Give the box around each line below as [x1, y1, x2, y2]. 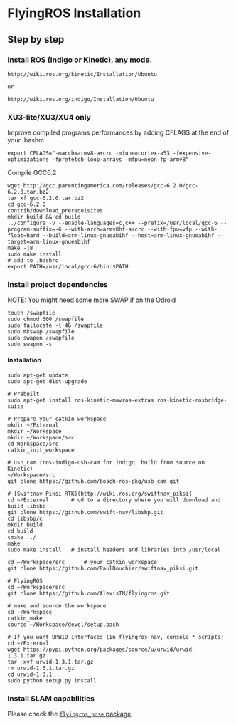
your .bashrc [7, 136, 45, 145]
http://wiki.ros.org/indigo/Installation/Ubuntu [7, 95, 154, 103]
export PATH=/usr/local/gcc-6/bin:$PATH [7, 264, 129, 271]
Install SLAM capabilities [7, 693, 95, 703]
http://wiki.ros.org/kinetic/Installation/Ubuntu [7, 71, 158, 78]
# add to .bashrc [7, 257, 59, 264]
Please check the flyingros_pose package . [7, 709, 134, 718]
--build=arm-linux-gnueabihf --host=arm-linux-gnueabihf [42, 232, 215, 239]
